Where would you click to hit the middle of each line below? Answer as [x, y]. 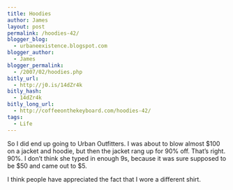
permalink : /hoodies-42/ [43, 33]
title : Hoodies [29, 14]
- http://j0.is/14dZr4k [48, 85]
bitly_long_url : [31, 104]
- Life [23, 124]
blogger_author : [31, 53]
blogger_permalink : [36, 65]
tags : [15, 117]
